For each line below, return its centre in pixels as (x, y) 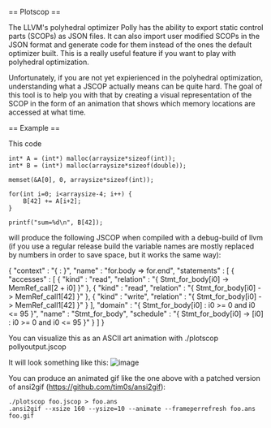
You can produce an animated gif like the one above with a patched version (135, 378)
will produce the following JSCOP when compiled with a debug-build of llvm (136, 238)
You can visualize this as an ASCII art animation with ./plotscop (114, 338)
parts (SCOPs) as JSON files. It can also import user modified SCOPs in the (134, 36)
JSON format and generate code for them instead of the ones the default (130, 45)
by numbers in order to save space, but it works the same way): (115, 255)
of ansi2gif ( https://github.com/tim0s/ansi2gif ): (87, 387)
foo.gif (22, 416)
